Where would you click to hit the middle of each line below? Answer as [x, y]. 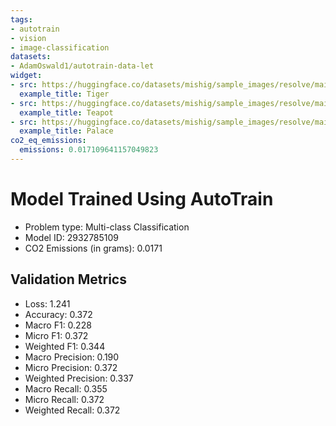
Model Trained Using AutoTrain [142, 199]
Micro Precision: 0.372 [71, 367]
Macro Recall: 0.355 [66, 388]
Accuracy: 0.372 [58, 314]
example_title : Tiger [64, 94]
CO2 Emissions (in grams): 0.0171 [93, 248]
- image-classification [60, 47]
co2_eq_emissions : [48, 141]
